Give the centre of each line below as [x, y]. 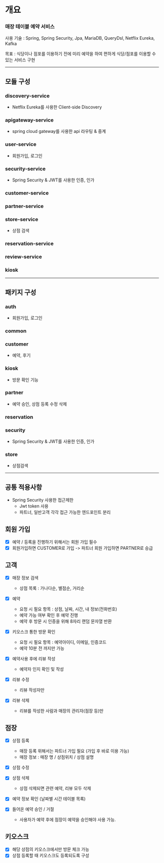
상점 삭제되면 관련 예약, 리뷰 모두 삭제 [55, 788]
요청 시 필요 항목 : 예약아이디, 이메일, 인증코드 [63, 642]
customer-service [27, 193]
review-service [24, 257]
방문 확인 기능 [25, 380]
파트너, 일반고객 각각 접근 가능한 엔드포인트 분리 [65, 512]
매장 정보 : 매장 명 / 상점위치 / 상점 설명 [57, 757]
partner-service [24, 206]
